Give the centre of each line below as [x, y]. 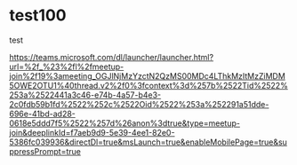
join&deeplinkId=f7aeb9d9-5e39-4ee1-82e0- [92, 132]
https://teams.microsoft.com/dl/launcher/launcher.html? [112, 57]
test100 [38, 16]
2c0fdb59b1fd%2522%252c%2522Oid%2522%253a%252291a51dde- [139, 104]
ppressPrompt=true [45, 151]
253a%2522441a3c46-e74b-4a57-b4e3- [85, 95]
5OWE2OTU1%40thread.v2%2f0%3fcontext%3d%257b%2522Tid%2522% [149, 85]
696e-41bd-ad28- [42, 114]
